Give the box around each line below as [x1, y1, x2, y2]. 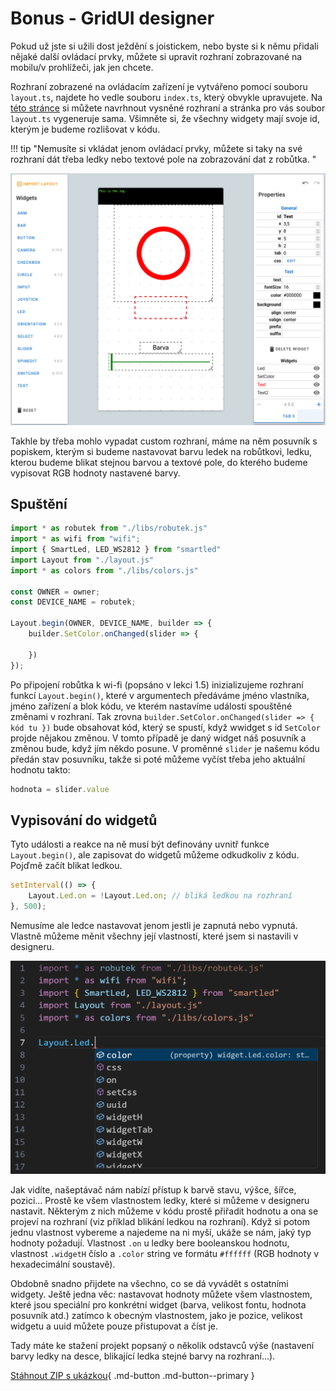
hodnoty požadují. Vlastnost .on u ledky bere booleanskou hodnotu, [10, 1237, 290, 1249]
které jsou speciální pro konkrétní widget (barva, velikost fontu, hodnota [10, 1299, 307, 1311]
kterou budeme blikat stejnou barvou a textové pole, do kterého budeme [10, 456, 308, 468]
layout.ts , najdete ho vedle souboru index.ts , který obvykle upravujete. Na [10, 91, 323, 103]
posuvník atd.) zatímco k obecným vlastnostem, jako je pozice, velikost [10, 1310, 303, 1321]
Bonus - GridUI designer [10, 7, 215, 30]
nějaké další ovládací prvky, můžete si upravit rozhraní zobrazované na [10, 50, 303, 62]
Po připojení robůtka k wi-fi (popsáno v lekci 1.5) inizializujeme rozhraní [10, 678, 304, 691]
